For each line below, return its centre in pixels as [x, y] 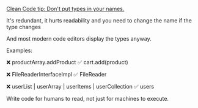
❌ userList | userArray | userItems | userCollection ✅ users [80, 86]
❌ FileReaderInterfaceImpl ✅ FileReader [57, 74]
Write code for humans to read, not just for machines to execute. [88, 99]
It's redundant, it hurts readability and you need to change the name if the [99, 20]
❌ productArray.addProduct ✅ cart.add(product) [67, 62]
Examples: [19, 50]
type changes [24, 27]
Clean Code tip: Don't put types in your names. [65, 9]
